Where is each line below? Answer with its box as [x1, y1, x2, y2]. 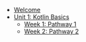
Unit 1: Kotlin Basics [13, 13, 70, 21]
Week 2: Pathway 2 [23, 27, 79, 35]
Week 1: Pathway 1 [23, 20, 77, 28]
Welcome [13, 6, 41, 14]
